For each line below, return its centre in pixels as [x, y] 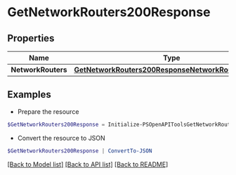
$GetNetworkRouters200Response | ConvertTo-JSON [80, 151]
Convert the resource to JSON [61, 138]
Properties [31, 38]
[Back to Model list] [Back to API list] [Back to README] [88, 164]
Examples [29, 95]
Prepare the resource [48, 111]
